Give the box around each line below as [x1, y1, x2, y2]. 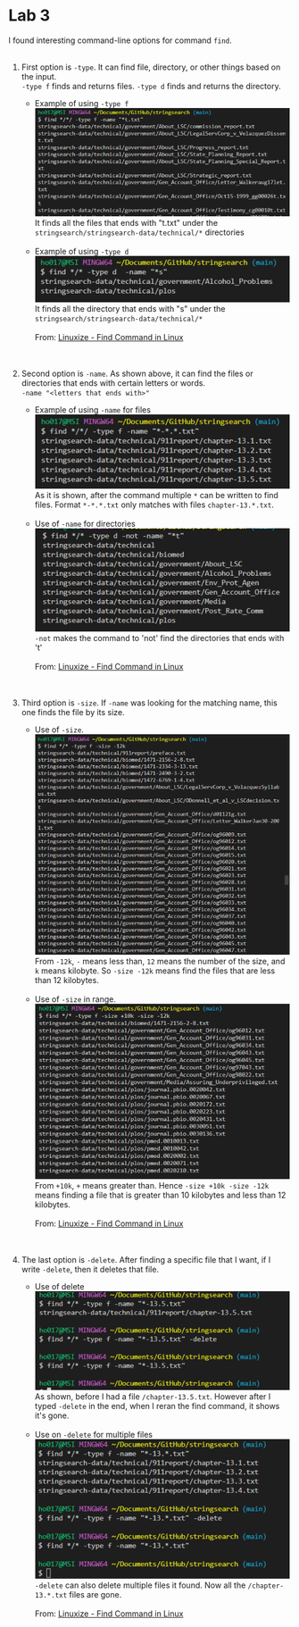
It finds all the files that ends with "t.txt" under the [34, 217, 219, 228]
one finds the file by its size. [21, 706, 126, 717]
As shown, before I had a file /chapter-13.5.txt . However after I [34, 1391, 271, 1402]
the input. [21, 71, 57, 81]
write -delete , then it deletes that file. [21, 1264, 160, 1274]
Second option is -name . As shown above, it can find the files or [21, 368, 253, 380]
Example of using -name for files [34, 405, 151, 415]
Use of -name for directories [34, 519, 136, 530]
